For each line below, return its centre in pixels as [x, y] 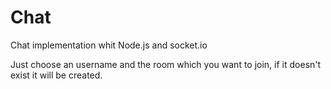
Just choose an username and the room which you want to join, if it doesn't [166, 64]
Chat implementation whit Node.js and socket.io [109, 45]
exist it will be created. [56, 75]
